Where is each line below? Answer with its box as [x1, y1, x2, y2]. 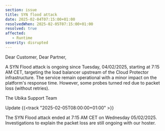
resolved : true [5, 26, 37, 31]
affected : [5, 31, 26, 36]
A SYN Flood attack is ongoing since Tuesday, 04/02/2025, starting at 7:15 [5, 63, 160, 70]
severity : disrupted [5, 40, 49, 45]
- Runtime [12, 36, 33, 41]
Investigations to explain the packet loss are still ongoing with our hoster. [5, 119, 156, 126]
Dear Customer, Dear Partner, [5, 54, 67, 60]
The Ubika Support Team [5, 95, 57, 101]
